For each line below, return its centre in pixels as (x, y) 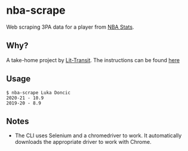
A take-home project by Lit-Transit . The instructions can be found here (93, 60)
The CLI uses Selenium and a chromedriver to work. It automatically (98, 135)
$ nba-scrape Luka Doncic (38, 93)
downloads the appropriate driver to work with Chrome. (83, 142)
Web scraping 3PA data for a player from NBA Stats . (70, 27)
